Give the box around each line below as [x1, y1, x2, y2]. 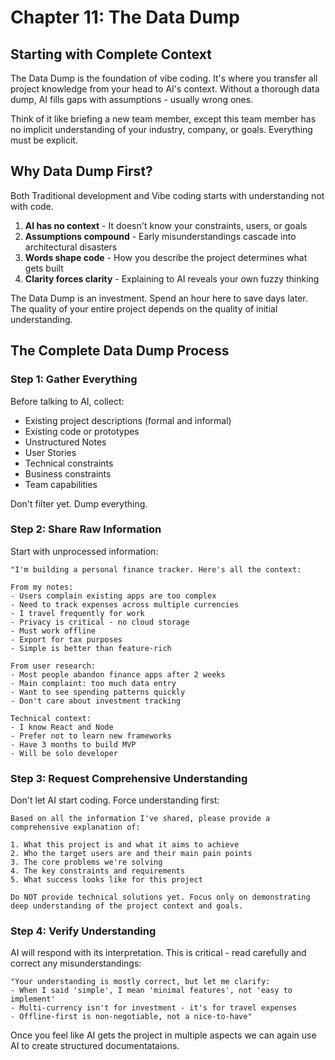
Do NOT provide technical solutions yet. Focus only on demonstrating [10, 892, 311, 903]
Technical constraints [24, 457, 114, 469]
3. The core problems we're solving [10, 857, 163, 868]
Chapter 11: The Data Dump [10, 6, 240, 29]
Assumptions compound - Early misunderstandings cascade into [24, 230, 297, 242]
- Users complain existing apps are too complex [10, 591, 217, 601]
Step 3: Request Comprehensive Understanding [10, 771, 248, 785]
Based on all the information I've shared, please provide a [10, 814, 271, 824]
